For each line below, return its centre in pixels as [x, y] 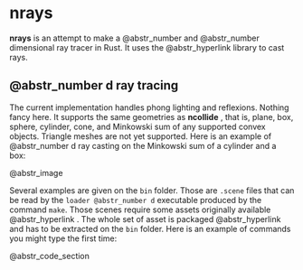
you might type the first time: [63, 238]
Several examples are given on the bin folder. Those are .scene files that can [152, 190]
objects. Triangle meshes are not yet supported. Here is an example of [141, 136]
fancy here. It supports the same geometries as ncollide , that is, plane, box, [151, 116]
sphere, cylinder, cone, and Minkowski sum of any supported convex [137, 126]
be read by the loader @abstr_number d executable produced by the [136, 200]
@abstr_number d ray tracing [94, 85]
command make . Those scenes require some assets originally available [140, 209]
